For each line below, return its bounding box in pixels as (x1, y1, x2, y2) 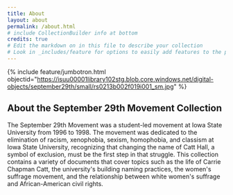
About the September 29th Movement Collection (7, 102, 222, 114)
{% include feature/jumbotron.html (7, 67, 106, 76)
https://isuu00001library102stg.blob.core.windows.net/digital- (37, 75, 214, 83)
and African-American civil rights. (7, 179, 104, 187)
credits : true (7, 36, 49, 43)
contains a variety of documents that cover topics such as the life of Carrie (7, 157, 221, 166)
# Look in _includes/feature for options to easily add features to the (7, 49, 222, 56)
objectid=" (7, 75, 37, 83)
